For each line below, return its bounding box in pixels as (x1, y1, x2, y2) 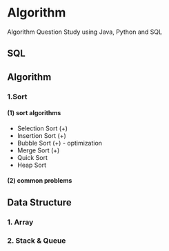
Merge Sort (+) (17, 146, 60, 154)
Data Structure (7, 197, 72, 208)
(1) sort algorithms (7, 109, 61, 117)
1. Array (7, 217, 34, 227)
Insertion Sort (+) (17, 131, 67, 139)
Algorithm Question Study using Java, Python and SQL (7, 28, 163, 36)
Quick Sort (17, 153, 48, 161)
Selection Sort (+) (17, 124, 68, 132)
